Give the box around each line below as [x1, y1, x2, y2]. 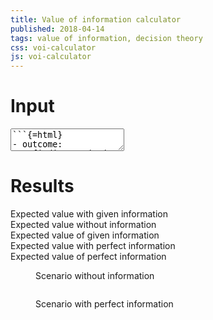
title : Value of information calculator [10, 14, 182, 25]
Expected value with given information [10, 208, 168, 220]
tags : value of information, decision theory [10, 33, 203, 43]
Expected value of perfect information [10, 251, 167, 262]
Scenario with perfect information [35, 298, 174, 310]
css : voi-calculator [10, 42, 97, 53]
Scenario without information [35, 270, 155, 281]
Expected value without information [10, 219, 157, 230]
